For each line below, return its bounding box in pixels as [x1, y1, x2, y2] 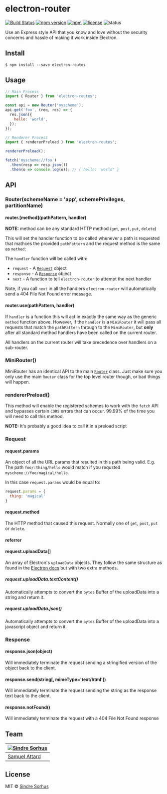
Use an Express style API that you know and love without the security [5, 29, 148, 35]
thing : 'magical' [9, 493, 46, 499]
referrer [5, 537, 22, 543]
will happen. [5, 378, 30, 385]
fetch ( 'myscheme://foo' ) [5, 158, 57, 163]
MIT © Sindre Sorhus [5, 783, 49, 789]
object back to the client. [5, 664, 56, 670]
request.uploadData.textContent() [5, 576, 78, 582]
